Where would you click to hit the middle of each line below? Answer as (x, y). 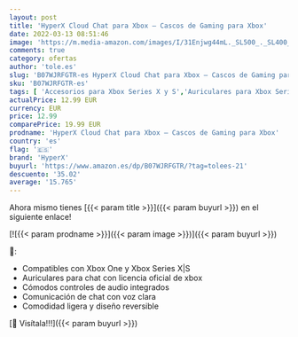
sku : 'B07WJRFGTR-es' (49, 83)
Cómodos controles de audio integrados (96, 287)
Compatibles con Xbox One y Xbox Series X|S (106, 269)
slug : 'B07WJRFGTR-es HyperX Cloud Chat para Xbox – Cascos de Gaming (142, 75)
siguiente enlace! (40, 217)
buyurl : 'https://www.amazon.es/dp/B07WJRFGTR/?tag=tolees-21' (129, 166)
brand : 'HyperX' (39, 157)
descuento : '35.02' (45, 174)
